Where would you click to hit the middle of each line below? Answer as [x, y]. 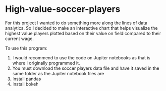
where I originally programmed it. [46, 63]
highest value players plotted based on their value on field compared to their [83, 33]
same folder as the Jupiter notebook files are [58, 73]
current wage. [19, 39]
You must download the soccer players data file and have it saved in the [86, 68]
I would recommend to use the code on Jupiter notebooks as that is [81, 57]
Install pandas [27, 79]
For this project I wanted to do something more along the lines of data [76, 23]
